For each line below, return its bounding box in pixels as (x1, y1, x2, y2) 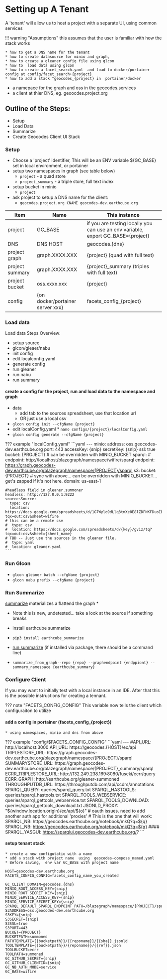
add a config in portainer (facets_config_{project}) (5, 719, 112, 725)
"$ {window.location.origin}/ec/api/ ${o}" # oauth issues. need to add (5, 808, 145, 814)
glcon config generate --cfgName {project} (12, 432, 104, 437)
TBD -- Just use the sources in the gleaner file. (9, 536, 117, 541)
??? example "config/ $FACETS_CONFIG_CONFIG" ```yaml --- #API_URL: (5, 739, 152, 745)
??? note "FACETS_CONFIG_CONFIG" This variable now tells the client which (5, 702, 162, 708)
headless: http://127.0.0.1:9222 (5, 492, 75, 497)
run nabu (12, 372, 31, 378)
